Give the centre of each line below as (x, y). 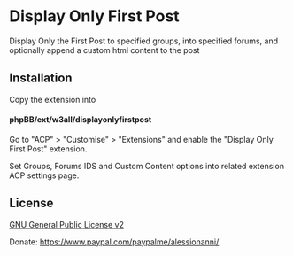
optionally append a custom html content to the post (104, 50)
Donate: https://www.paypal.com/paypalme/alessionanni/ (114, 242)
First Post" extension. (48, 149)
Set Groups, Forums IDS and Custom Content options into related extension (147, 166)
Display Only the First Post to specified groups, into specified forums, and (144, 41)
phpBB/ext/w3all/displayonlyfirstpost (81, 120)
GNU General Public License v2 (66, 224)
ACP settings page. (44, 175)
